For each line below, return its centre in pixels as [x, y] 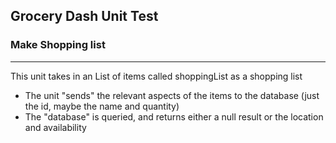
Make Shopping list [58, 45]
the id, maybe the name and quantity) [102, 106]
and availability [55, 127]
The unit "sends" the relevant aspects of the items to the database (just [172, 95]
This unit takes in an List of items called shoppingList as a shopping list [156, 76]
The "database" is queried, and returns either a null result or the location [174, 116]
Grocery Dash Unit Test [84, 16]
